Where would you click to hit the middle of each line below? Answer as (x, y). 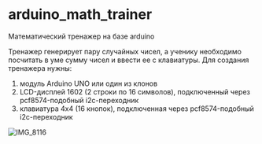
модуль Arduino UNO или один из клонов (89, 83)
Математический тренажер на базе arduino (81, 36)
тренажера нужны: (40, 68)
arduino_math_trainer (80, 15)
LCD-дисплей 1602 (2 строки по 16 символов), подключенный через (135, 91)
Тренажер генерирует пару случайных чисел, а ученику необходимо (125, 51)
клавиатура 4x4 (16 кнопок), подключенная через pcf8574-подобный (137, 109)
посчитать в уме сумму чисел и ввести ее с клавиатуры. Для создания (129, 60)
